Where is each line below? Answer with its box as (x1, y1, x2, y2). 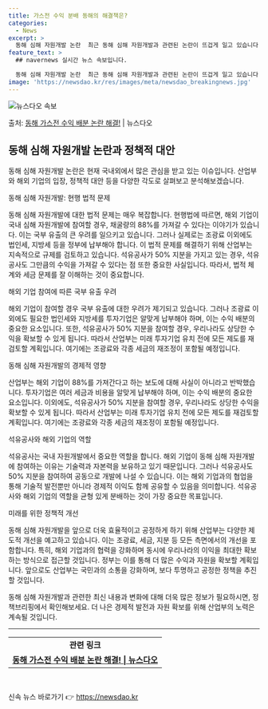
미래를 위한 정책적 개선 (8, 509, 79, 518)
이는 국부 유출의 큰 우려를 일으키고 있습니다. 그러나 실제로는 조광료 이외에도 (18, 230, 253, 240)
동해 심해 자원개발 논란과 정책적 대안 (8, 144, 175, 157)
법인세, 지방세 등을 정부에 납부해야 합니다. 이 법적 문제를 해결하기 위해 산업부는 (8, 240, 253, 250)
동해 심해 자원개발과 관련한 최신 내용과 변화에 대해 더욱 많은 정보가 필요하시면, (8, 592, 251, 602)
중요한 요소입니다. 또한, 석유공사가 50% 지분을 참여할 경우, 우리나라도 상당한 (8, 324, 247, 334)
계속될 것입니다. (8, 612, 58, 622)
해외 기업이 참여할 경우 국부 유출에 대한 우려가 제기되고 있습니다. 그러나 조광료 (8, 304, 251, 314)
